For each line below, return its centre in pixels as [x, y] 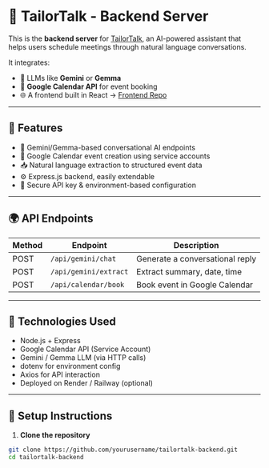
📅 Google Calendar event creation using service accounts [115, 156]
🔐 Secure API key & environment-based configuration [108, 185]
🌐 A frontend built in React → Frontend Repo [93, 94]
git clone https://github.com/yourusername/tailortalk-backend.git [123, 450]
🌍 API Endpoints [51, 219]
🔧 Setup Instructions [60, 416]
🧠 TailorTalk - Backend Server [108, 16]
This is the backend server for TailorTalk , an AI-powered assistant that [125, 38]
